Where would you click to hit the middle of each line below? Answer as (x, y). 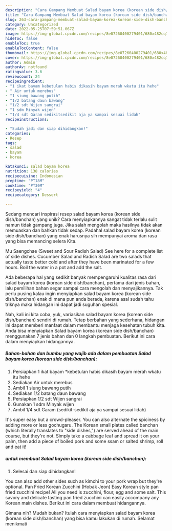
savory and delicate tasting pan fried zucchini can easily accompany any (82, 497)
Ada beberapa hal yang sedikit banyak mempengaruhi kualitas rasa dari (81, 277)
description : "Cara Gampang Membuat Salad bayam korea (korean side (80, 10)
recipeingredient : (25, 81)
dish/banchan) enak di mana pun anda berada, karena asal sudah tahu (80, 299)
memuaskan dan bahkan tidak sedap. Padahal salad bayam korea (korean (83, 230)
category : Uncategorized (32, 24)
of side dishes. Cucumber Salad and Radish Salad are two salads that (79, 257)
